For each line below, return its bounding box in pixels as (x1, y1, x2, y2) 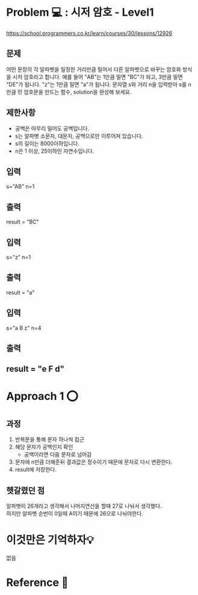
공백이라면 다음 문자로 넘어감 (23, 451, 92, 458)
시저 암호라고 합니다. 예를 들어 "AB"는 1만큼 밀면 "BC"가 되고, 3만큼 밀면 (12, 73, 183, 80)
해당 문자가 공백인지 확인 (14, 443, 73, 450)
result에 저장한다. (14, 466, 57, 473)
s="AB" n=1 (6, 183, 35, 190)
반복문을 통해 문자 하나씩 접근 (14, 436, 84, 443)
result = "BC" (6, 218, 39, 226)
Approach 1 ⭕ (6, 389, 79, 403)
